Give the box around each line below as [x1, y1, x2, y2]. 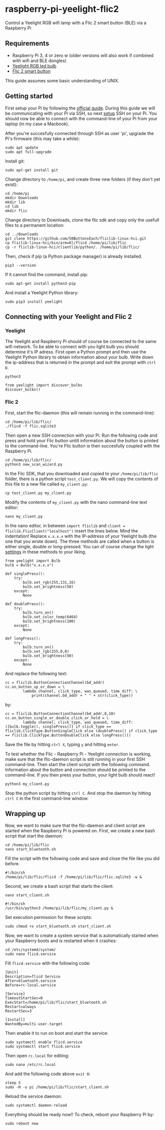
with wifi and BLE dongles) [12, 58, 66, 64]
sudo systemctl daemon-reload [5, 1103, 67, 1108]
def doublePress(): [5, 601, 45, 606]
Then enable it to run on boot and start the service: [5, 1030, 108, 1036]
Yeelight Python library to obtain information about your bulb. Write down [5, 354, 154, 360]
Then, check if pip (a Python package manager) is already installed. [5, 253, 142, 259]
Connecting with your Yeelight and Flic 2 [5, 312, 132, 321]
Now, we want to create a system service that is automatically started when [5, 933, 159, 939]
